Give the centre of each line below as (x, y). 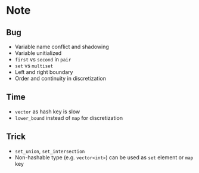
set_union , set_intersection (50, 151)
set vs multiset (34, 66)
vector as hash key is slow (47, 112)
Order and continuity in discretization (60, 78)
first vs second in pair (43, 59)
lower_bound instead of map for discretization (69, 118)
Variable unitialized (38, 53)
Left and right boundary (44, 72)
